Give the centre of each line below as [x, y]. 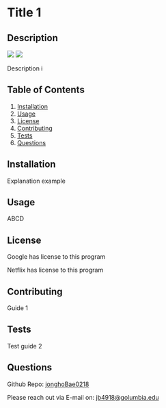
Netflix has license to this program [55, 270]
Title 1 [24, 13]
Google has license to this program [56, 257]
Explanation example [37, 181]
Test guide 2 [25, 346]
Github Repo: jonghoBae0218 [48, 384]
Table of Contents [46, 90]
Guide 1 [18, 308]
